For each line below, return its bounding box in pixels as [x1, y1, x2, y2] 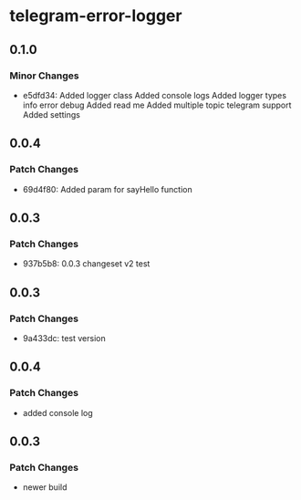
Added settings [22, 109, 80, 120]
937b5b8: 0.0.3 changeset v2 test [22, 258, 150, 269]
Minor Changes [9, 69, 79, 82]
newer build [22, 482, 67, 493]
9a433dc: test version [22, 332, 107, 343]
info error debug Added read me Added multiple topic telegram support [22, 99, 292, 110]
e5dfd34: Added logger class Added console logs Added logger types [22, 89, 287, 100]
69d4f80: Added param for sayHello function [22, 183, 193, 194]
